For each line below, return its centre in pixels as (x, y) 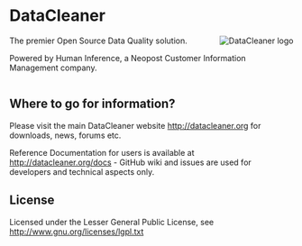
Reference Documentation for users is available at (102, 152)
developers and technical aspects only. (82, 171)
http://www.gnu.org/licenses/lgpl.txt (77, 232)
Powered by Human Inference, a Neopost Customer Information (128, 58)
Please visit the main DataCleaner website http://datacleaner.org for (135, 125)
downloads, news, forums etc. (65, 135)
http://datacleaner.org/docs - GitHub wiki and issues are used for (131, 162)
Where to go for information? (92, 104)
